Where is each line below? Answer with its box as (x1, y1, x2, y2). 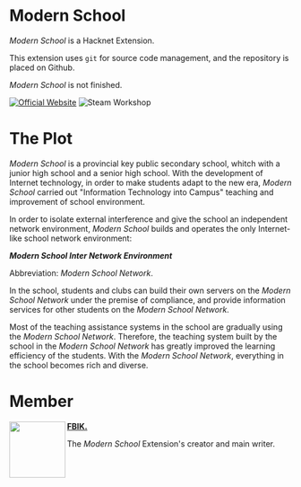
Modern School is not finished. (9, 79, 123, 90)
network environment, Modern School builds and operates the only (9, 223, 257, 234)
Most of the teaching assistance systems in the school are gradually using (9, 321, 283, 332)
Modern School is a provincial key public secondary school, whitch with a (9, 158, 280, 169)
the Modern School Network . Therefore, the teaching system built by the (9, 331, 278, 341)
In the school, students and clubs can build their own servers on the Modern (9, 285, 291, 296)
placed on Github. (9, 62, 75, 73)
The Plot (9, 128, 73, 149)
